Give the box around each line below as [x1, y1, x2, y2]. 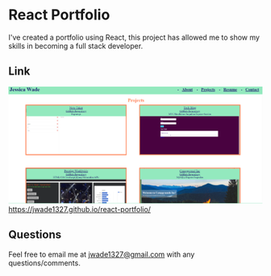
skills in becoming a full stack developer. [8, 40, 144, 50]
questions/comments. [8, 257, 81, 268]
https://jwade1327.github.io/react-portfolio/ [8, 204, 152, 214]
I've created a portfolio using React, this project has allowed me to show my [8, 32, 261, 42]
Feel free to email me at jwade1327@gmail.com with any [8, 249, 195, 259]
